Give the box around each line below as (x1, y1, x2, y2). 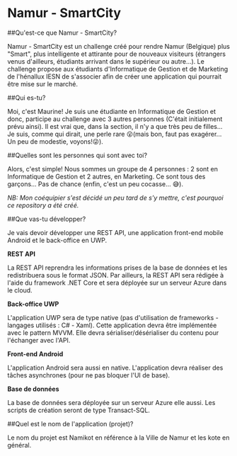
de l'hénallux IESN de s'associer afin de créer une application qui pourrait (7, 72, 222, 81)
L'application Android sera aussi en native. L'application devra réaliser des (7, 363, 224, 372)
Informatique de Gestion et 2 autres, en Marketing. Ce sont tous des (7, 172, 206, 181)
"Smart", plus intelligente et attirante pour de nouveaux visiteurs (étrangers (7, 50, 226, 58)
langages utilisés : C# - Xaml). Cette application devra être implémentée (7, 321, 217, 329)
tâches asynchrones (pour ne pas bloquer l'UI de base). (7, 370, 170, 380)
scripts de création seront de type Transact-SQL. (7, 406, 151, 414)
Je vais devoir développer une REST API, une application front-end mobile (7, 228, 224, 236)
